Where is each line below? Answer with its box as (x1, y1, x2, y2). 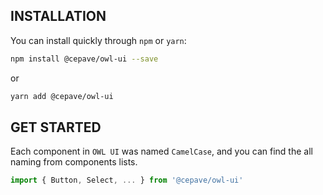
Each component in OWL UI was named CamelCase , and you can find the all (10, 145, 313, 158)
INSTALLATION (10, 8, 107, 25)
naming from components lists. (10, 156, 138, 168)
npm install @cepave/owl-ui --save (10, 54, 159, 64)
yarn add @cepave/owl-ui (10, 91, 114, 101)
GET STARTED (10, 119, 102, 136)
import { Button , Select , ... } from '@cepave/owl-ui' (10, 175, 244, 186)
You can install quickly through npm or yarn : (10, 34, 187, 46)
